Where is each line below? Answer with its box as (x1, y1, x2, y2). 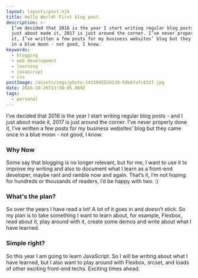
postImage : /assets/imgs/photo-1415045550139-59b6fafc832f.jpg (6, 80, 165, 86)
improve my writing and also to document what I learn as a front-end (6, 165, 173, 172)
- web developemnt (11, 58, 57, 63)
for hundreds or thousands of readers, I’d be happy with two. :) (6, 177, 159, 185)
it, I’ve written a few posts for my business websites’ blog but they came (6, 125, 181, 132)
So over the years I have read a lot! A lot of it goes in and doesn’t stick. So (6, 206, 186, 213)
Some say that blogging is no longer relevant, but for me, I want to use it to (6, 159, 187, 166)
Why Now (6, 145, 35, 153)
